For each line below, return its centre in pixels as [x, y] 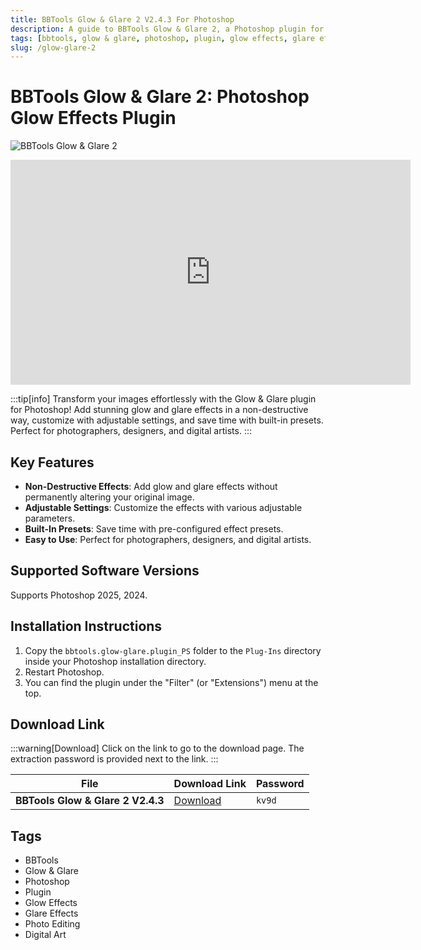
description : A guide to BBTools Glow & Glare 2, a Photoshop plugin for [167, 29]
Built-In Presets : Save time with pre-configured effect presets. [154, 529]
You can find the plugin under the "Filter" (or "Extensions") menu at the [171, 682]
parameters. [50, 518]
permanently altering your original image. [109, 497]
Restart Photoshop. [64, 672]
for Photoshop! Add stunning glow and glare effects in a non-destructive [159, 410]
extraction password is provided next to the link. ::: [114, 759]
